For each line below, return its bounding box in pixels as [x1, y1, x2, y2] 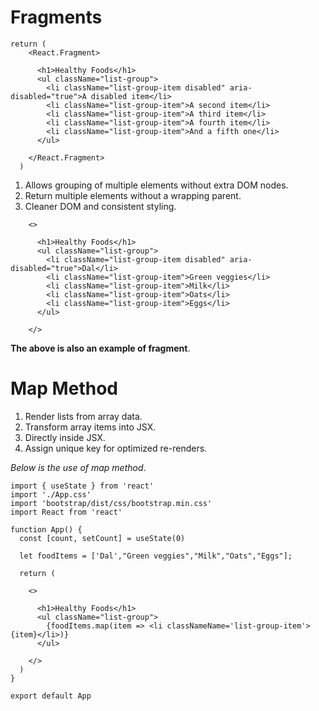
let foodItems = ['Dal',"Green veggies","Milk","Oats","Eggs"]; [19, 551, 293, 561]
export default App [10, 691, 92, 701]
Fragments [10, 6, 103, 29]
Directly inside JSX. [24, 431, 106, 443]
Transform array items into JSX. [24, 421, 157, 433]
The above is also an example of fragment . [10, 342, 191, 354]
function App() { [10, 524, 83, 535]
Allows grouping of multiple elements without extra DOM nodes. [24, 179, 289, 191]
